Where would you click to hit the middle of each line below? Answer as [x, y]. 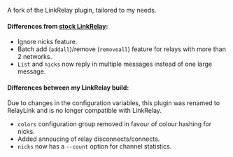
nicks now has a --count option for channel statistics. [94, 146]
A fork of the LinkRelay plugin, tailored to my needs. [82, 10]
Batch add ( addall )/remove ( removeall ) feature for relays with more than [121, 49]
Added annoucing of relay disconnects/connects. [89, 139]
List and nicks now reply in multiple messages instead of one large [115, 64]
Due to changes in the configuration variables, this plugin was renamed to [114, 103]
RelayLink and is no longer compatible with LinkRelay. [85, 111]
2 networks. [35, 57]
